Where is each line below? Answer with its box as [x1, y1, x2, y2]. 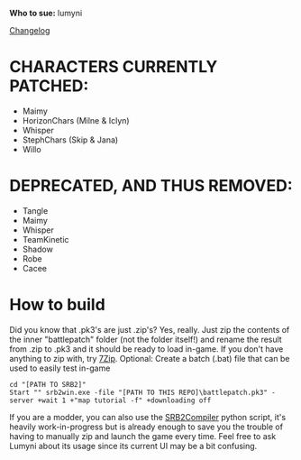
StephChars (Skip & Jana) [22, 134, 119, 145]
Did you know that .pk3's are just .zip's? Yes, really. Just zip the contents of [9, 324, 290, 335]
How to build [9, 295, 105, 315]
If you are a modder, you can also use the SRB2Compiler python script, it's [9, 411, 287, 422]
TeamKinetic [22, 234, 69, 244]
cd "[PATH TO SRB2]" [9, 380, 87, 389]
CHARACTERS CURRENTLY [9, 57, 218, 78]
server [9, 396, 34, 405]
